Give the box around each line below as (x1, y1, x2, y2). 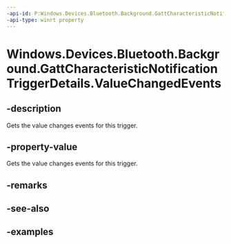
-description (6, 103, 61, 114)
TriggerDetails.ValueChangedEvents (6, 75, 222, 91)
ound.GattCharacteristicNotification (6, 61, 218, 77)
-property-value (6, 141, 78, 152)
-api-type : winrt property (6, 17, 84, 23)
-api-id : (6, 10, 32, 17)
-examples (6, 226, 54, 238)
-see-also (6, 203, 50, 214)
